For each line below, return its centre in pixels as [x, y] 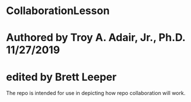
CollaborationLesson [58, 11]
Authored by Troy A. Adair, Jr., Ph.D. [96, 38]
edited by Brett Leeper [62, 77]
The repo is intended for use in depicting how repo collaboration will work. [96, 93]
